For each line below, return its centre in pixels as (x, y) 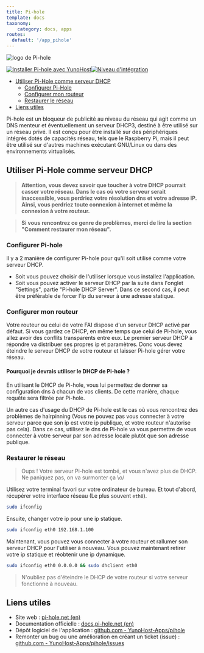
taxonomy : (19, 23)
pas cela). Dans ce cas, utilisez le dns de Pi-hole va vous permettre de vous (101, 429)
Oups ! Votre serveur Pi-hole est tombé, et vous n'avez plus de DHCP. (109, 471)
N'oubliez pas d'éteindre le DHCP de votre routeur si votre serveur (104, 577)
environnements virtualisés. (41, 151)
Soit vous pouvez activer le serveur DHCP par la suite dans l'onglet (99, 283)
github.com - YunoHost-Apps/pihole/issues (70, 643)
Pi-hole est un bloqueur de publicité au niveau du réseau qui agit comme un (101, 119)
